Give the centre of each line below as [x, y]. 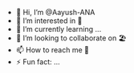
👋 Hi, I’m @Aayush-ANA [55, 12]
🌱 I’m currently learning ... [59, 29]
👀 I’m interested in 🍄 [49, 21]
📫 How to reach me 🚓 [53, 50]
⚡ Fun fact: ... [38, 62]
